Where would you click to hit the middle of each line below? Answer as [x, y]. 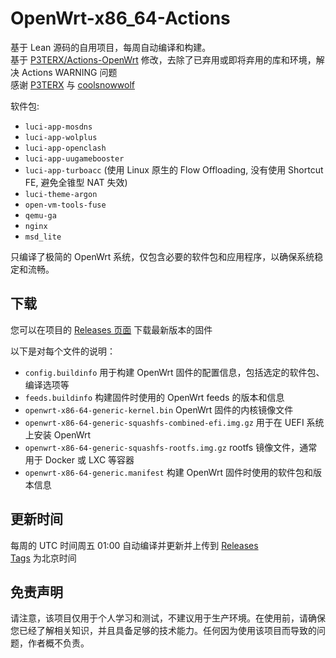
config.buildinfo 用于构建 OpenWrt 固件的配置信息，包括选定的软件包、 [174, 372]
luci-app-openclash [65, 148]
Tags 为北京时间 [43, 558]
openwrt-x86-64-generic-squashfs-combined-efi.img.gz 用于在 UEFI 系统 [174, 422]
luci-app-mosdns [58, 127]
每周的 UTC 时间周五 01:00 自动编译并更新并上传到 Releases [134, 545]
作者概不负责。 [58, 643]
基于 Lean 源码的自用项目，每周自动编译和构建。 [111, 47]
